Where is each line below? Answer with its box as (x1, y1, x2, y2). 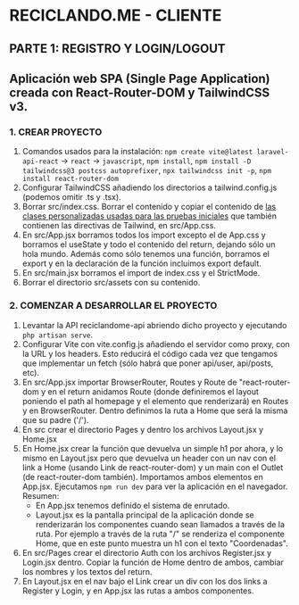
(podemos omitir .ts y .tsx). (21, 192, 122, 203)
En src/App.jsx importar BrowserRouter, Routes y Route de (21, 377, 237, 387)
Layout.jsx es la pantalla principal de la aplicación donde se (35, 510, 254, 520)
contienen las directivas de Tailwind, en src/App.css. (21, 220, 217, 231)
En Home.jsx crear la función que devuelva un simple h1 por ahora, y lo (21, 443, 284, 453)
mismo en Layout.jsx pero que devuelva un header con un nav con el (21, 452, 277, 463)
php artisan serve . (21, 329, 94, 340)
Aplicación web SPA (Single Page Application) (9, 70, 270, 86)
